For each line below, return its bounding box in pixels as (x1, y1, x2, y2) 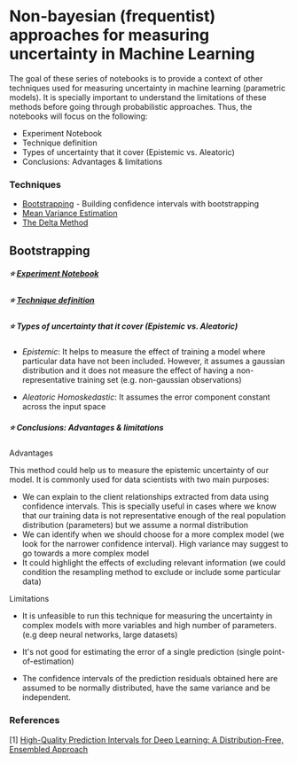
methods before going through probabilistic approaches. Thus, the (9, 101, 253, 112)
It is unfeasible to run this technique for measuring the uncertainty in (21, 611, 273, 621)
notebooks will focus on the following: (9, 111, 148, 121)
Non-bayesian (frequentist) (9, 6, 215, 27)
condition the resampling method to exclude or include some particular (21, 567, 281, 578)
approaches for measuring (9, 25, 210, 45)
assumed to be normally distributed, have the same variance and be (21, 682, 271, 693)
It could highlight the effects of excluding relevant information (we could (21, 557, 286, 568)
